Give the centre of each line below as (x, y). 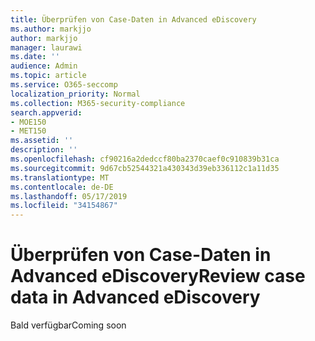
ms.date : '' (35, 57)
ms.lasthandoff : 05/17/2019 (69, 196)
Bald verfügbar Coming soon (68, 325)
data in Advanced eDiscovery (135, 297)
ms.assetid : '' (42, 141)
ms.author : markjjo (51, 29)
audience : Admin (44, 66)
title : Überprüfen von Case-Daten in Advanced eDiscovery (133, 19)
